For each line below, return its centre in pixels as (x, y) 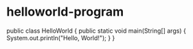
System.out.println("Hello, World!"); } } (61, 37)
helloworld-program (65, 12)
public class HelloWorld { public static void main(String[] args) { (96, 31)
